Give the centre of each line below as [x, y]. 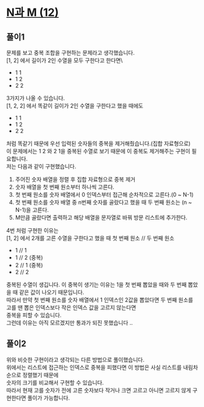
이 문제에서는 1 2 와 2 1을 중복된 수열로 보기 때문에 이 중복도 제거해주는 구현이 [98, 151]
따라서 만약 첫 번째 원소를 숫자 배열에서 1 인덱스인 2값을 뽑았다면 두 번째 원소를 [100, 300]
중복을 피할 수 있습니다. [34, 315]
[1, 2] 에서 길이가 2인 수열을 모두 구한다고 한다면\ [65, 60]
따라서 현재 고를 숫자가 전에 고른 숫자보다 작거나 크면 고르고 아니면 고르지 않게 [99, 390]
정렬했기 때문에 [40, 375]
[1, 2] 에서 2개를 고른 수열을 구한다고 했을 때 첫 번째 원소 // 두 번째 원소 [90, 238]
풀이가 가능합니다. [48, 398]
